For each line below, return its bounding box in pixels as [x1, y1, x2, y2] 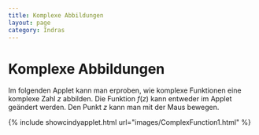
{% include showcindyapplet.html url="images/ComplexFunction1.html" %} [8, 118, 252, 127]
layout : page [8, 19, 51, 27]
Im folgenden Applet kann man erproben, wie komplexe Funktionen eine [8, 86, 242, 95]
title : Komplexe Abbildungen [8, 11, 104, 20]
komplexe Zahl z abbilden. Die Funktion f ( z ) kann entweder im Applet [8, 94, 232, 104]
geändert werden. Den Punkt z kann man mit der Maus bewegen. [8, 103, 220, 112]
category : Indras [8, 26, 65, 34]
